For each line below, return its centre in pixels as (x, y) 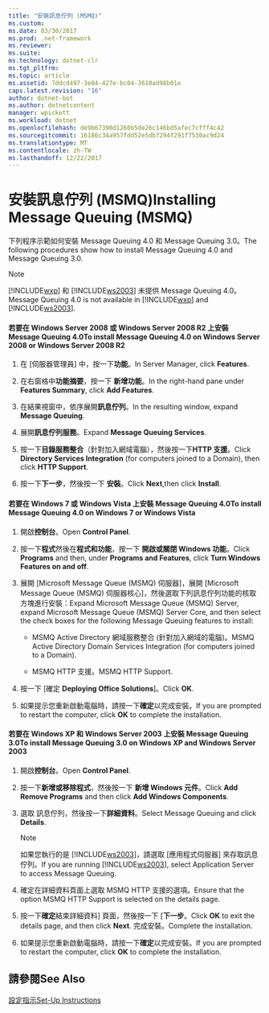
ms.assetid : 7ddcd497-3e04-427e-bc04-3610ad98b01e (95, 83)
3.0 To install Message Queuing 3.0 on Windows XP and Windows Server (132, 743)
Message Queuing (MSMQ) (101, 217)
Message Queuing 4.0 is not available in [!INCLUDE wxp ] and (108, 300)
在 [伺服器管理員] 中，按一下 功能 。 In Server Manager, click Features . (134, 364)
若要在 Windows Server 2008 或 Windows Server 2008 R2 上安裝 (118, 327)
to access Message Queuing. (68, 873)
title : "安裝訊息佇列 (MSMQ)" (55, 16)
